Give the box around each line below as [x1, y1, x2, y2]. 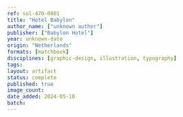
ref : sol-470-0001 [7, 10, 60, 17]
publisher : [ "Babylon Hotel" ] [7, 29, 94, 36]
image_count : [7, 87, 45, 94]
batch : [7, 100, 26, 107]
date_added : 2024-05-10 [7, 94, 76, 100]
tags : [7, 61, 23, 68]
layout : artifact [7, 67, 57, 74]
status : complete [7, 74, 57, 81]
